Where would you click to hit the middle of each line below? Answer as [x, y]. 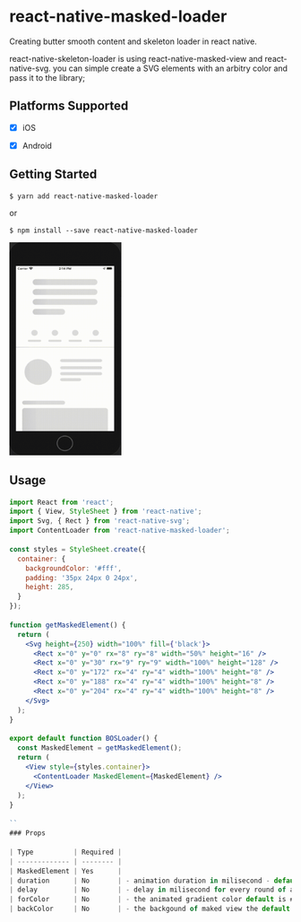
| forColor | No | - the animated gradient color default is [148, 900]
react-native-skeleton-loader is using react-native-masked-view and [136, 58]
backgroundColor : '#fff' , [74, 568]
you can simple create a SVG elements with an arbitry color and [170, 68]
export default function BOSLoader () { [84, 739]
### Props [28, 833]
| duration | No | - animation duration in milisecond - [140, 881]
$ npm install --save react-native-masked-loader [104, 230]
